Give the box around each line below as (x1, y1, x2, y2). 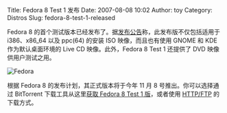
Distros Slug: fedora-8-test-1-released (7, 14, 115, 22)
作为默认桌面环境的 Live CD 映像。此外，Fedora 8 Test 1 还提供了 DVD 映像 (7, 45, 219, 53)
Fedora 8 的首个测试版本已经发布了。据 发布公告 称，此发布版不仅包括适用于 (7, 28, 221, 36)
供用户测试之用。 (7, 53, 56, 62)
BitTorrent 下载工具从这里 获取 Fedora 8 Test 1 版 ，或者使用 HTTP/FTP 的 (14, 90, 220, 98)
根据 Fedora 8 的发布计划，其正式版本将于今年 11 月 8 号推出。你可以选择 (7, 81, 214, 89)
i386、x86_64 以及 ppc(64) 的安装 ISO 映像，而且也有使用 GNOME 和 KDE (7, 36, 217, 45)
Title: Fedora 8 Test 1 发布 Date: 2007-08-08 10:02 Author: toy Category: (7, 6, 213, 14)
